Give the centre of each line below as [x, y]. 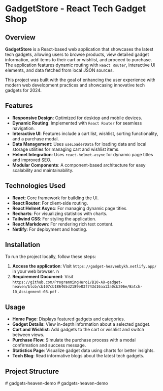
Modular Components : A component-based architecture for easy [79, 165]
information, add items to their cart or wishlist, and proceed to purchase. [79, 60]
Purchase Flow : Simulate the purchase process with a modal [74, 340]
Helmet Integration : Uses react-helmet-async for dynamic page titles [83, 154]
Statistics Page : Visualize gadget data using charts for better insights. [83, 350]
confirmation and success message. [49, 345]
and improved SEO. [32, 160]
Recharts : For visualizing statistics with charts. [60, 214]
